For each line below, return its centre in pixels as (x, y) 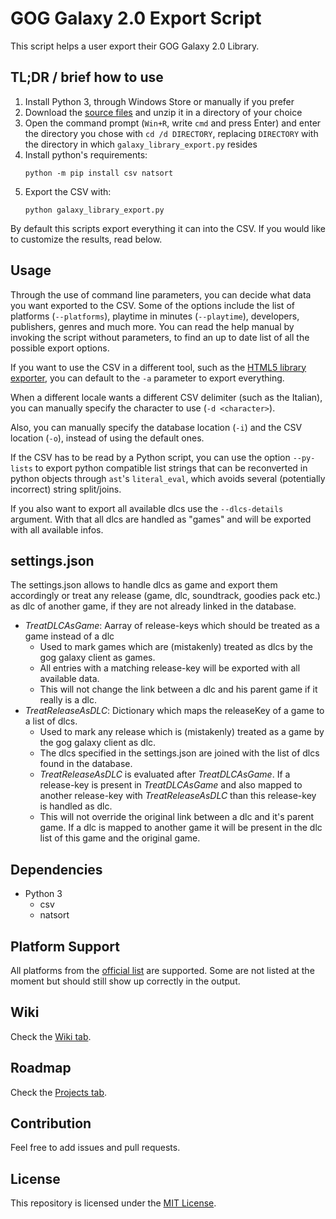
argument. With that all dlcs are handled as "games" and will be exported (161, 519)
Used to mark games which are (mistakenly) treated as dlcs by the (176, 647)
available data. (69, 679)
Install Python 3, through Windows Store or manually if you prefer (159, 101)
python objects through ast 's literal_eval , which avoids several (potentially (168, 478)
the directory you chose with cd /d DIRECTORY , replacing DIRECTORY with (171, 133)
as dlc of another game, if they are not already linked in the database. (153, 606)
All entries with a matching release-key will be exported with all (170, 668)
